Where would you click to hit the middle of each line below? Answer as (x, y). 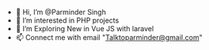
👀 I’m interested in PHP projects (67, 20)
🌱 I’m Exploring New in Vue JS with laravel (85, 29)
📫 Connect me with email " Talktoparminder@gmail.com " (109, 37)
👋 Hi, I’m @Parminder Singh (61, 12)
